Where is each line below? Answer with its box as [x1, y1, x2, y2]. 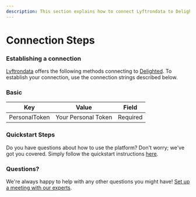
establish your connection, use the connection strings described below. [6, 74, 178, 81]
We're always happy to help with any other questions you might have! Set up [6, 178, 190, 185]
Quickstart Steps [6, 131, 55, 139]
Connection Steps [6, 33, 95, 47]
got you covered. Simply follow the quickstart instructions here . [6, 150, 159, 157]
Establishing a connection [6, 54, 82, 62]
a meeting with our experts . [6, 184, 72, 191]
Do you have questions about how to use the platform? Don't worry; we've [6, 144, 185, 151]
